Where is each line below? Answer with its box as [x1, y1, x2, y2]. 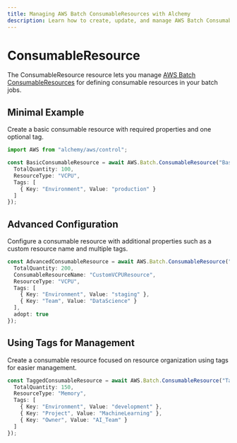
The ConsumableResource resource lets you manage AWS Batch [7, 71, 196, 79]
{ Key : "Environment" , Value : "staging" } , [20, 291, 150, 298]
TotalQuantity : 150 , [13, 384, 74, 391]
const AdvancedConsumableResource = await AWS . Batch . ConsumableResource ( [7, 258, 229, 265]
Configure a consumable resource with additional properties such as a [7, 237, 212, 246]
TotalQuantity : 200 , [13, 265, 74, 272]
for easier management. [7, 363, 78, 372]
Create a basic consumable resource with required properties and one [7, 125, 212, 134]
